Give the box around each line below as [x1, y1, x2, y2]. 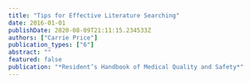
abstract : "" [8, 48, 52, 56]
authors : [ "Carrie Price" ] [8, 33, 98, 42]
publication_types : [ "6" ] [8, 41, 94, 49]
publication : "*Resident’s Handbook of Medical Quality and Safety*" [8, 63, 245, 71]
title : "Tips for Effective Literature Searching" [8, 11, 180, 20]
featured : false [8, 56, 62, 64]
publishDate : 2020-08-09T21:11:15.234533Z [8, 26, 151, 34]
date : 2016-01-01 [8, 19, 66, 27]
